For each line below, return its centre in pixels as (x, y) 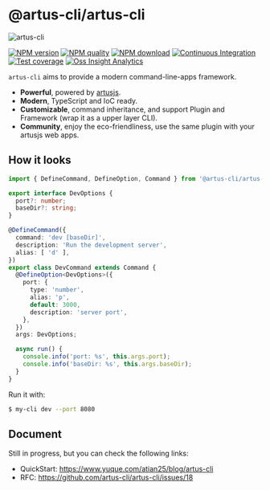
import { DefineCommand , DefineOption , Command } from (102, 178)
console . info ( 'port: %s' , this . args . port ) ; (97, 357)
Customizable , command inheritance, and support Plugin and (122, 109)
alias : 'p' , (49, 297)
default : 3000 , (55, 304)
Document (35, 434)
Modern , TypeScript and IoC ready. (79, 100)
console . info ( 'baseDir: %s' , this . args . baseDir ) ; (108, 364)
